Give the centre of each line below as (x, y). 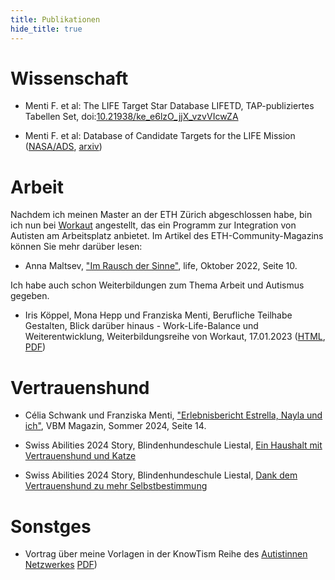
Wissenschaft (69, 78)
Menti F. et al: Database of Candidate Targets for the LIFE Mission (160, 136)
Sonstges (51, 526)
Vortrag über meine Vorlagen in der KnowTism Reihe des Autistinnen (166, 554)
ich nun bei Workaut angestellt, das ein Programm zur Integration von (153, 225)
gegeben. (30, 296)
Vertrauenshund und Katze (80, 456)
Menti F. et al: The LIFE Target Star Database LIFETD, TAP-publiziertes (169, 106)
